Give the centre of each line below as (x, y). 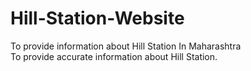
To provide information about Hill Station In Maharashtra (126, 46)
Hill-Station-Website (97, 18)
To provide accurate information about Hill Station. (114, 56)
